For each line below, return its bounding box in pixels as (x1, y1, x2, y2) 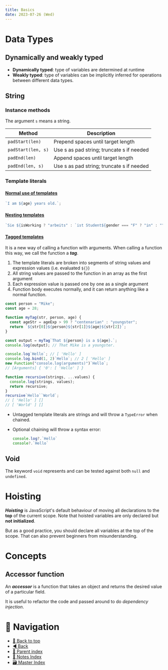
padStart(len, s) (7, 147, 49, 153)
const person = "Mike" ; (5, 301, 55, 306)
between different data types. (12, 77, 74, 83)
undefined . (5, 473, 27, 479)
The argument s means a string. (5, 118, 71, 124)
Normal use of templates (5, 190, 57, 196)
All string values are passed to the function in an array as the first (12, 270, 147, 276)
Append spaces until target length (53, 154, 133, 161)
